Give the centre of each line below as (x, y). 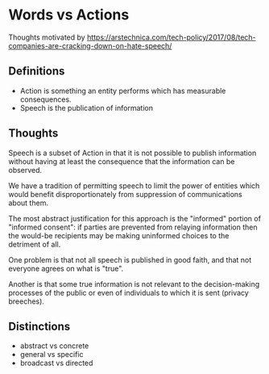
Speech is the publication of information (86, 107)
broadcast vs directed (56, 363)
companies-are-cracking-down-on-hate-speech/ (90, 45)
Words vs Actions (69, 15)
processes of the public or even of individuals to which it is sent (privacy (129, 292)
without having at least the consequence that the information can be (122, 161)
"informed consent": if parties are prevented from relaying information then (133, 227)
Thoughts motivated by (47, 37)
